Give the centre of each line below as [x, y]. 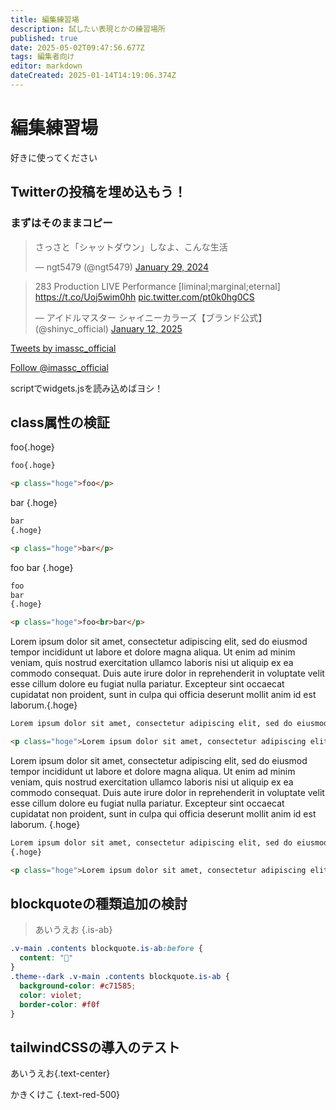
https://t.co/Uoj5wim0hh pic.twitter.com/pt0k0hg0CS [144, 297]
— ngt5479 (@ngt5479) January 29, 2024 [121, 267]
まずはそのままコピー [61, 223]
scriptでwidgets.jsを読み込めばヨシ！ [87, 388]
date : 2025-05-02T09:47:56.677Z [77, 47]
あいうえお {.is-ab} [73, 930]
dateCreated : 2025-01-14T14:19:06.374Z [93, 76]
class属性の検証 [60, 422]
